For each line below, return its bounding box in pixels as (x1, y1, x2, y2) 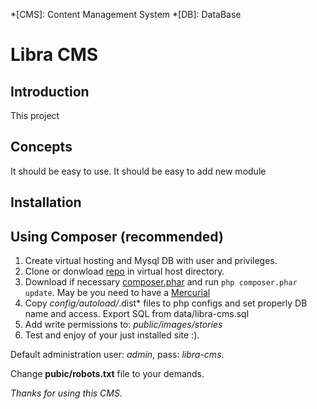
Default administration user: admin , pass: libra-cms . (10, 349, 225, 361)
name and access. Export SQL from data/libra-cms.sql (24, 308, 250, 320)
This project (10, 110, 60, 121)
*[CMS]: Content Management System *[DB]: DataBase (10, 9, 242, 20)
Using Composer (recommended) (10, 228, 224, 245)
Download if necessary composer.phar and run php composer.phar (24, 276, 298, 288)
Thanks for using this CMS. (10, 387, 123, 399)
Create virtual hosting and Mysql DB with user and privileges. (24, 255, 278, 267)
